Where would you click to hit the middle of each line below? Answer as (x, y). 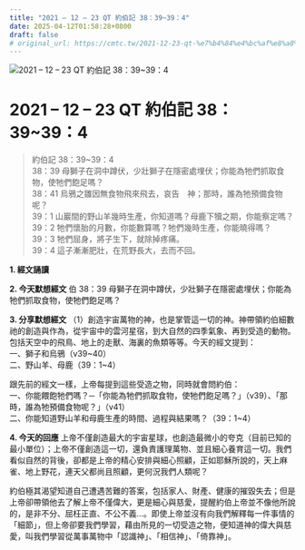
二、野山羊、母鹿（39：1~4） (65, 365)
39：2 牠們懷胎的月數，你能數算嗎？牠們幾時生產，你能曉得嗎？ (152, 228)
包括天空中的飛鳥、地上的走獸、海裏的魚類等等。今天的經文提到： (133, 342)
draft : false (34, 34)
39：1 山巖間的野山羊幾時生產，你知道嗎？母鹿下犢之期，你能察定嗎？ (162, 216)
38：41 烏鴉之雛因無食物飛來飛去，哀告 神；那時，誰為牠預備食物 (157, 194)
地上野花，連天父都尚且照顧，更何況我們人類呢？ (117, 472)
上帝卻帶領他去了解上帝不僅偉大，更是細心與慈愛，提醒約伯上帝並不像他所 (148, 502)
